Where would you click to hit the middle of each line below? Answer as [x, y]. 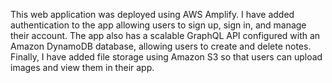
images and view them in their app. [82, 67]
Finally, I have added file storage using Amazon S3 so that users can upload [166, 57]
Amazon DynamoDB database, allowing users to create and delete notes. [161, 46]
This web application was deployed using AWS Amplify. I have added [152, 14]
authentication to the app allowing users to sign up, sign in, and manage [158, 25]
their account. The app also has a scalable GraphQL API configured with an [165, 35]
